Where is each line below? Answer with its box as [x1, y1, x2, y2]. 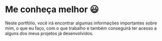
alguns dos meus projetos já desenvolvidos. [5, 30, 94, 36]
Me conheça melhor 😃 [5, 4, 99, 15]
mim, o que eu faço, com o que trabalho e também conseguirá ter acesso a [5, 25, 157, 31]
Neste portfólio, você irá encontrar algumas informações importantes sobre [5, 20, 158, 26]
